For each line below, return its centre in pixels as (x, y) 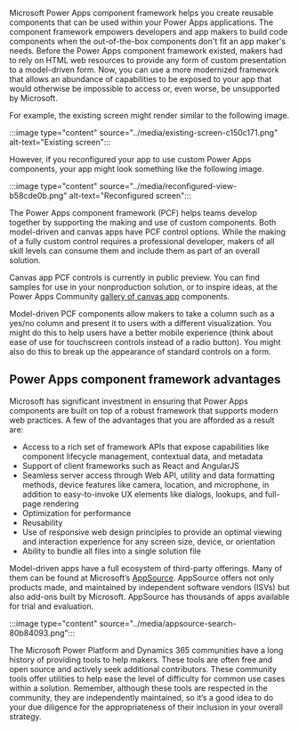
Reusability (42, 522)
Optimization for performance (77, 513)
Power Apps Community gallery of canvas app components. (119, 296)
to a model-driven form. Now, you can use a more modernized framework (144, 70)
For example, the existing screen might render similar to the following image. (149, 115)
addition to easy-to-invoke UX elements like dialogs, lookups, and (142, 494)
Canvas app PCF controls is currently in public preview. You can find (135, 277)
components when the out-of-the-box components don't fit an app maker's (148, 41)
